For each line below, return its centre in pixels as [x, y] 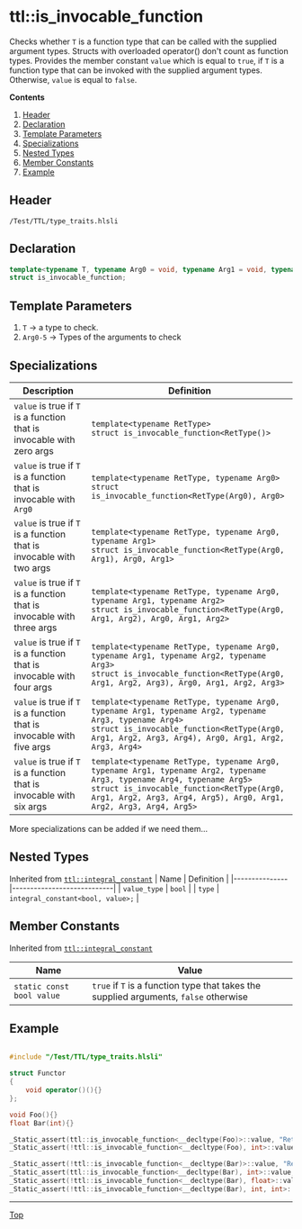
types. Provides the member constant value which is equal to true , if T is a [147, 60]
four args [33, 687]
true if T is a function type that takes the [177, 985]
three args [36, 628]
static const [42, 986]
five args [32, 746]
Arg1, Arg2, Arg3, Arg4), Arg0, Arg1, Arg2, [188, 737]
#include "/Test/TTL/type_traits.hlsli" [86, 1057]
